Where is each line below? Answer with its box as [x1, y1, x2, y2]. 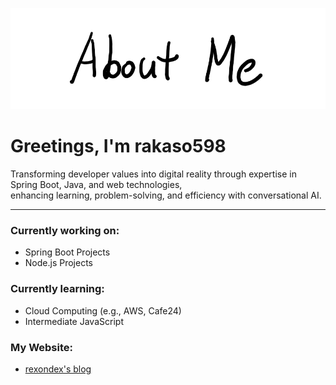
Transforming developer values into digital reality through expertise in [10, 168, 297, 180]
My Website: [10, 340, 73, 354]
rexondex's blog [24, 363, 92, 375]
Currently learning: [10, 282, 105, 296]
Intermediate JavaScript [24, 315, 124, 327]
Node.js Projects [24, 257, 93, 269]
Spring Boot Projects [24, 246, 111, 258]
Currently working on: [10, 224, 120, 238]
